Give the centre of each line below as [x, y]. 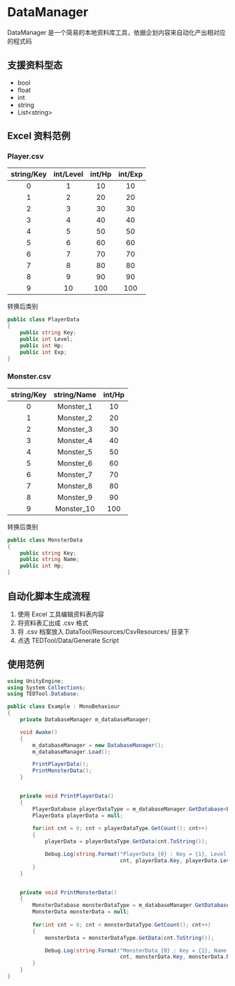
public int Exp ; [44, 352]
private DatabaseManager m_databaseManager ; [86, 720]
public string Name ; [50, 560]
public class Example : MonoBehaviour [64, 706]
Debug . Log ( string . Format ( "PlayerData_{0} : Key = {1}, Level [136, 854]
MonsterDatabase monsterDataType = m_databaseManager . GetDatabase [131, 906]
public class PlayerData [43, 320]
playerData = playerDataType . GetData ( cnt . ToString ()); [126, 842]
